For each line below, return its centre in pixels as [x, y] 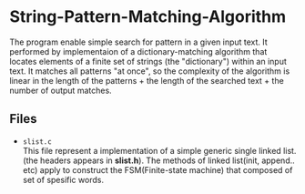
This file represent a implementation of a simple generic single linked [152, 150]
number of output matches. [61, 90]
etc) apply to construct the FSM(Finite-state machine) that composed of [158, 169]
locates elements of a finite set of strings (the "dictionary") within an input [148, 61]
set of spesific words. [63, 179]
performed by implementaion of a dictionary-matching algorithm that [138, 51]
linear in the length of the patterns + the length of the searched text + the [147, 80]
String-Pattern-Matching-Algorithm [148, 17]
